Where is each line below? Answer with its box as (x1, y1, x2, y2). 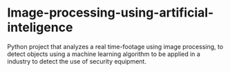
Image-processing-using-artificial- (7, 5, 214, 21)
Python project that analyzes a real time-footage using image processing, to (7, 42, 224, 51)
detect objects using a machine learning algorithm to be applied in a (7, 50, 200, 58)
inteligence (7, 19, 73, 35)
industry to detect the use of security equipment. (7, 57, 147, 65)
